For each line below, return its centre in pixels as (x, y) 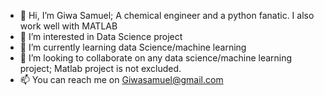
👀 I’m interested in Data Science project (101, 36)
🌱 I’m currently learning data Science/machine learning (133, 47)
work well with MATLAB (68, 26)
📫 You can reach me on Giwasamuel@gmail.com (121, 79)
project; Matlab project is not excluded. (100, 68)
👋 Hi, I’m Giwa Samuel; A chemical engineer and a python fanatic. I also (167, 15)
